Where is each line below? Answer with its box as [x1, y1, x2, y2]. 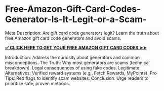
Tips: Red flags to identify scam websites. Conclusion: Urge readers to [5, 75, 149, 81]
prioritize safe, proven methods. [5, 80, 70, 86]
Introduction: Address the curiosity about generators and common [5, 54, 140, 60]
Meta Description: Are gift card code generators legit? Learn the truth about [5, 30, 159, 36]
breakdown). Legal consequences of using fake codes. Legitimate [5, 65, 140, 70]
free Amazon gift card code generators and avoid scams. [5, 35, 122, 41]
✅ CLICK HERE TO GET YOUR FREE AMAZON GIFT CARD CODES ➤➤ [5, 45, 147, 50]
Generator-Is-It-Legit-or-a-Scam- [5, 14, 147, 25]
